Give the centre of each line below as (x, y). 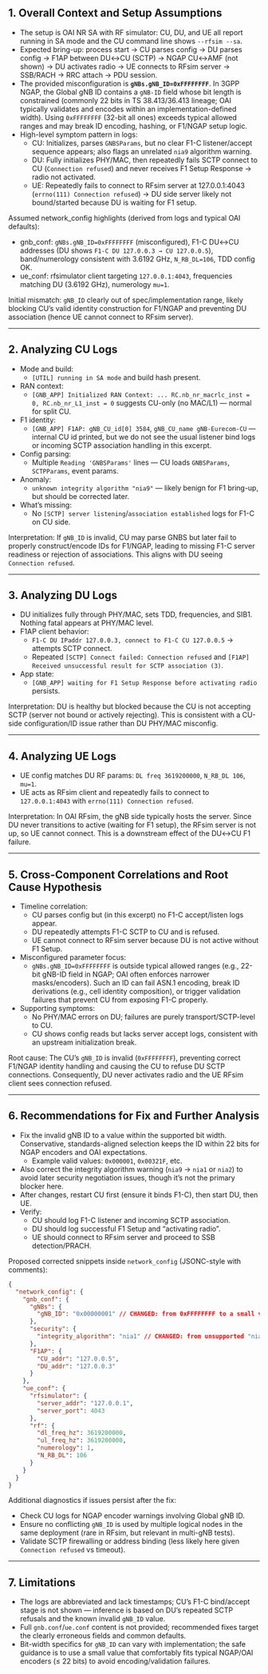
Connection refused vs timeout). (73, 1550)
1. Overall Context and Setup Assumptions (115, 13)
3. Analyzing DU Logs (63, 595)
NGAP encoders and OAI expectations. (83, 1152)
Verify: (31, 1212)
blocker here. (41, 1186)
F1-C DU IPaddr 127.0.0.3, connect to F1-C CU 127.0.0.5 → (132, 640)
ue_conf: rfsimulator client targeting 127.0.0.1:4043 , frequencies (126, 276)
